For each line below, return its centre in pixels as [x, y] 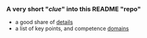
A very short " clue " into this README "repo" [73, 9]
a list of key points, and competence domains [72, 28]
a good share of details [44, 22]
